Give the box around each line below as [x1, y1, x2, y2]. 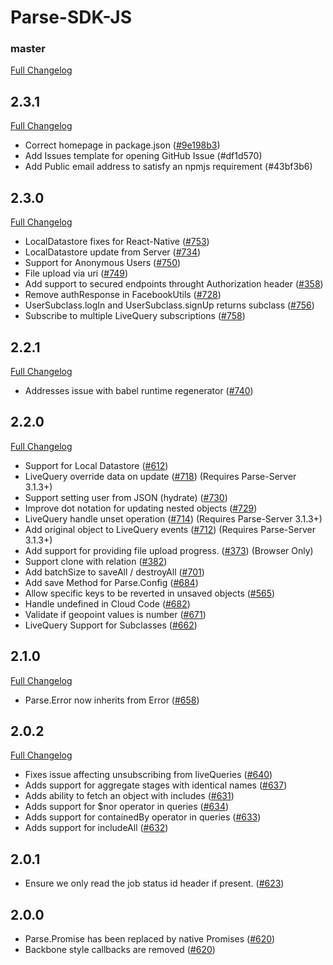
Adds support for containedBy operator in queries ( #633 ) [24, 811, 262, 823]
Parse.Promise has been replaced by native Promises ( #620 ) [24, 932, 276, 945]
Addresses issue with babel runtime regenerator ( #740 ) [24, 384, 254, 396]
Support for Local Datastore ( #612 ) [24, 459, 169, 471]
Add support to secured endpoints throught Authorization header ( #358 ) [24, 278, 324, 290]
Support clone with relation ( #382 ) [24, 555, 168, 567]
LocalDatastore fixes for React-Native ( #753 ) [24, 236, 210, 248]
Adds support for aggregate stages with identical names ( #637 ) [24, 779, 288, 791]
